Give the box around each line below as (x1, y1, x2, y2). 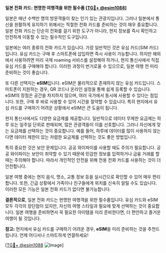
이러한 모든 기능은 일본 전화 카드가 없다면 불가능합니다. (5, 186, 111, 192)
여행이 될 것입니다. (5, 216, 41, 221)
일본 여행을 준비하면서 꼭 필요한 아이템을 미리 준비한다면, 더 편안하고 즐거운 (15, 209, 161, 215)
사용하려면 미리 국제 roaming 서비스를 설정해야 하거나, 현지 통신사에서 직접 (14, 57, 160, 63)
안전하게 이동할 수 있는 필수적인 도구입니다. (5, 34, 89, 40)
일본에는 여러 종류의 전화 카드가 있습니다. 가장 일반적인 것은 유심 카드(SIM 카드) (5, 45, 159, 50)
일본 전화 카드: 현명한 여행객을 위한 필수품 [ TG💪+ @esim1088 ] (5, 5, 127, 10)
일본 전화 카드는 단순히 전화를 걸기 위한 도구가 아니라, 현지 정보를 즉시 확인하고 (5, 28, 157, 34)
